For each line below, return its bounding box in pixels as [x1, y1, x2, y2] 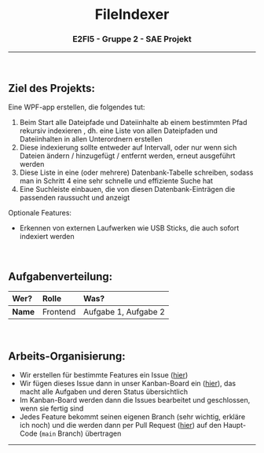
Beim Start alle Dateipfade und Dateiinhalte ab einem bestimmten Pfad [19, 118, 247, 127]
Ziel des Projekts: [8, 81, 96, 95]
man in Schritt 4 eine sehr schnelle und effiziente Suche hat [19, 176, 214, 186]
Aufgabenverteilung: [8, 270, 113, 283]
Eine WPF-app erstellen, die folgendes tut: [8, 102, 145, 112]
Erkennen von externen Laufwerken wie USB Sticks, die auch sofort [19, 223, 240, 233]
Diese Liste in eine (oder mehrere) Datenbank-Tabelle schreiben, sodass [19, 168, 254, 178]
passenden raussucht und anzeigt [19, 193, 130, 202]
